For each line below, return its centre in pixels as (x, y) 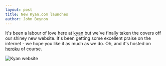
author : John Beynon (27, 19)
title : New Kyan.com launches (37, 14)
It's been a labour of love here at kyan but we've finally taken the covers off (83, 33)
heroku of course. (24, 49)
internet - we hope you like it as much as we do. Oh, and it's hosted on (78, 44)
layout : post (19, 10)
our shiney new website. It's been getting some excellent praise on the (78, 38)
